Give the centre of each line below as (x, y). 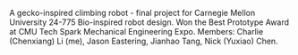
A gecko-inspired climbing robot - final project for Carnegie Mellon (132, 13)
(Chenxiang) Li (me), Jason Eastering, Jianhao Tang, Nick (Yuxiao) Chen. (144, 41)
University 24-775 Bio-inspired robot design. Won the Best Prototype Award (149, 22)
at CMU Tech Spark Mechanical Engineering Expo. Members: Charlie (136, 31)
